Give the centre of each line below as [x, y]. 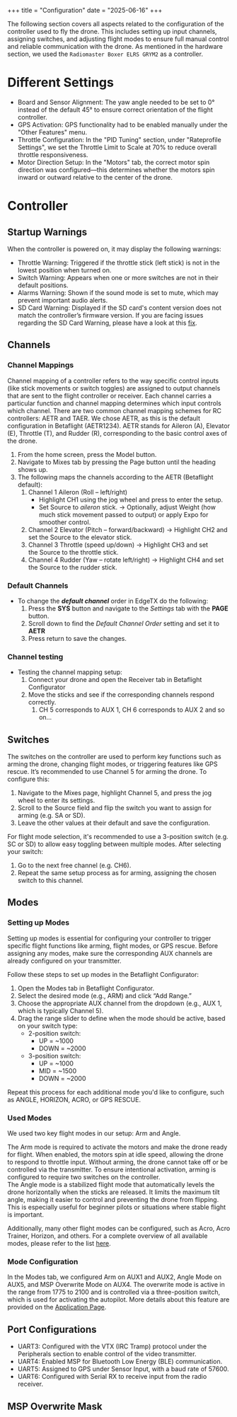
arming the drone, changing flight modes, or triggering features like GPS [112, 764]
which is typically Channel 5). [60, 1010]
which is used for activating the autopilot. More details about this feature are [118, 1300]
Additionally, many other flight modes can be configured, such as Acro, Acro [119, 1228]
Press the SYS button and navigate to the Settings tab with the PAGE [128, 608]
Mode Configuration [43, 1261]
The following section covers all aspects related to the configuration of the [116, 24]
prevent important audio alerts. [63, 300]
